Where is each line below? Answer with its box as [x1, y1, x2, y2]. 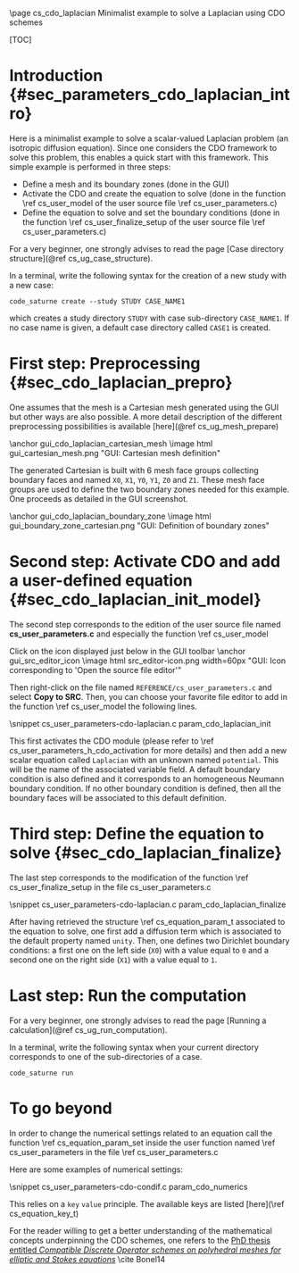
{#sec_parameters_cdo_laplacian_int [9, 85, 290, 105]
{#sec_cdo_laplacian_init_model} [9, 589, 262, 610]
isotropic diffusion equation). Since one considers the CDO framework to [9, 142, 278, 153]
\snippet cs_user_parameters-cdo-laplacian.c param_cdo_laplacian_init [9, 718, 271, 728]
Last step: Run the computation [9, 986, 247, 1005]
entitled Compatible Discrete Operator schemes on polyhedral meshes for [9, 1244, 281, 1255]
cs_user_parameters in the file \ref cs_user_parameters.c [9, 1146, 219, 1157]
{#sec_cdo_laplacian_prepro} [9, 372, 233, 393]
